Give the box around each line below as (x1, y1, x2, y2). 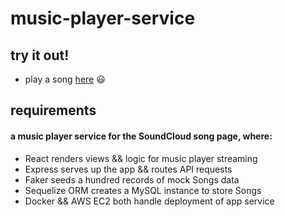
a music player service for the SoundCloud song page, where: (10, 130, 273, 142)
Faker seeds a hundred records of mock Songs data (24, 173, 240, 186)
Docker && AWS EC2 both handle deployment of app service (24, 195, 275, 207)
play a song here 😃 (24, 73, 106, 85)
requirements (10, 102, 97, 119)
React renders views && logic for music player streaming (24, 152, 258, 164)
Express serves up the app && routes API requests (24, 163, 233, 175)
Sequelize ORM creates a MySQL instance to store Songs (24, 184, 262, 196)
